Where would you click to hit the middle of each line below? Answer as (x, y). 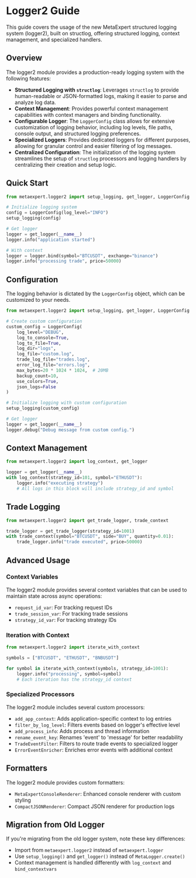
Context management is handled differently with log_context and (93, 863)
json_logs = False (37, 387)
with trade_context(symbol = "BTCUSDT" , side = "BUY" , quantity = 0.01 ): (90, 536)
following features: (29, 78)
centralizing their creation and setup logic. (66, 164)
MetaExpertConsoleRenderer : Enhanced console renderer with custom (98, 793)
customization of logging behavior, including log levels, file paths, (93, 127)
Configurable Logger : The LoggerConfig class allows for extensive (94, 121)
